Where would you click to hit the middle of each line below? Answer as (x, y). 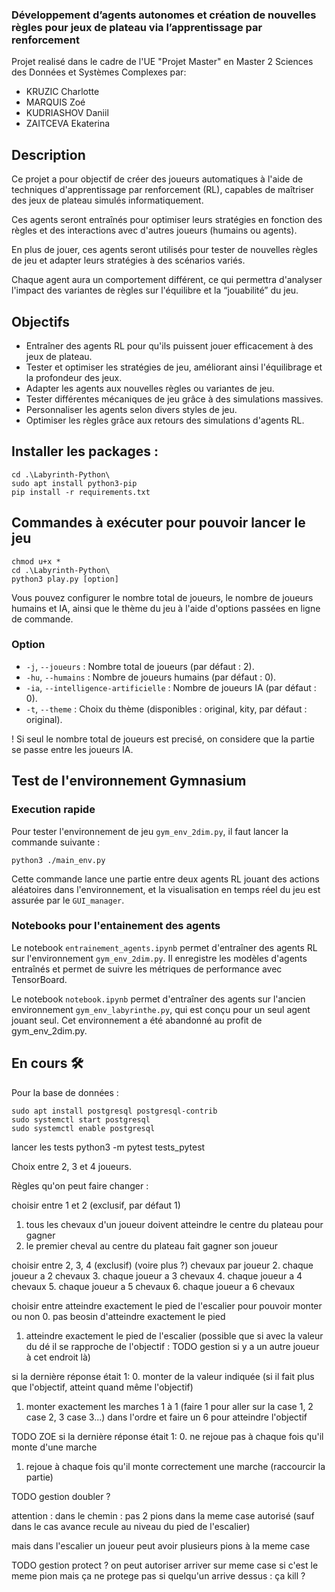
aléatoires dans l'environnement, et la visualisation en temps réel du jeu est (166, 889)
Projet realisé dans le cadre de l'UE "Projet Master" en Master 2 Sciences (162, 62)
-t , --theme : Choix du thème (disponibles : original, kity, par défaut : (166, 709)
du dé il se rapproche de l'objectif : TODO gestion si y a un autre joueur (172, 1346)
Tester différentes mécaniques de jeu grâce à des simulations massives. (174, 399)
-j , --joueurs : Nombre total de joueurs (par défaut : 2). (140, 666)
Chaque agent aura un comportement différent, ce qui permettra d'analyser (167, 280)
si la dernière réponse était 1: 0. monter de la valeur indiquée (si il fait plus (163, 1376)
